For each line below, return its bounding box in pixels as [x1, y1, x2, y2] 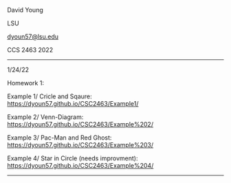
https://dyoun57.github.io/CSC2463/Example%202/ [7, 120, 153, 128]
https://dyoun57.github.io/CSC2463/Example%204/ [7, 162, 154, 169]
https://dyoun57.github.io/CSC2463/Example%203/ [7, 141, 154, 149]
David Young [7, 6, 43, 14]
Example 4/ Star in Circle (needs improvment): [7, 154, 138, 162]
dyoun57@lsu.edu [7, 32, 59, 41]
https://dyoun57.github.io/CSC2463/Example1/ [7, 100, 139, 107]
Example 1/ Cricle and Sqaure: [7, 92, 93, 100]
